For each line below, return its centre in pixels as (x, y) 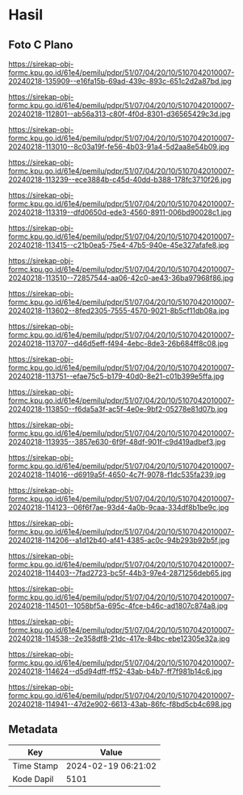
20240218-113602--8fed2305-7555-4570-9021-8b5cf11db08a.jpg (119, 311)
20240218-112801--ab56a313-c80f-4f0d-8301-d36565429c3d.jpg (119, 114)
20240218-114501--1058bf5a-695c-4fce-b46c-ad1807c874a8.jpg (118, 606)
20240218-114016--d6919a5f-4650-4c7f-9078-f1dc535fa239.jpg (117, 475)
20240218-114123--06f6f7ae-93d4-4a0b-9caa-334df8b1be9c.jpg (119, 507)
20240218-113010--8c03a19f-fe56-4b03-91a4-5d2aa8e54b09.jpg (119, 146)
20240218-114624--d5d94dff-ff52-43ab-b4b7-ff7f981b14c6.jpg (115, 671)
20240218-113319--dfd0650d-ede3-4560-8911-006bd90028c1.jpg (120, 212)
